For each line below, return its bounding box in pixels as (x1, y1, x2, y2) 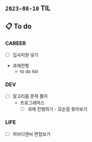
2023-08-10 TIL (5, 4, 51, 13)
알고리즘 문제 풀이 (12, 93, 48, 99)
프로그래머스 (20, 99, 45, 105)
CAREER (5, 40, 26, 47)
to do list (20, 68, 39, 75)
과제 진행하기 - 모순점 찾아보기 (27, 106, 88, 112)
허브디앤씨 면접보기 (12, 131, 51, 137)
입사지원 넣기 (12, 52, 39, 58)
